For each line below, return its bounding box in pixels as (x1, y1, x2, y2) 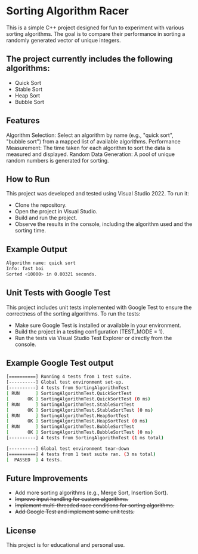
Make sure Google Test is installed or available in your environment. (14, 322, 181, 329)
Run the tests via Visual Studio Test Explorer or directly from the (14, 334, 172, 341)
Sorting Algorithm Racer (6, 4, 129, 18)
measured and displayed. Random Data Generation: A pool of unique (6, 151, 175, 158)
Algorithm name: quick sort (6, 260, 76, 267)
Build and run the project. (14, 214, 78, 222)
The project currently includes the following (6, 54, 173, 64)
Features (6, 115, 40, 126)
